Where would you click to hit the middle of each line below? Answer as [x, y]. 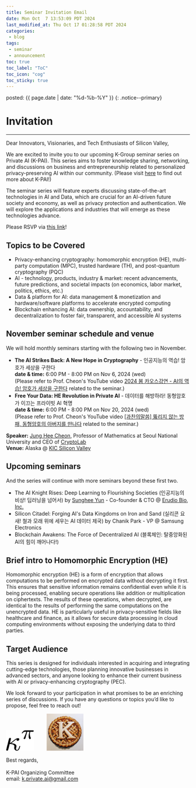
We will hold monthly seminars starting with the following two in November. [96, 348]
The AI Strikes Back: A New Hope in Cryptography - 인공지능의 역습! [97, 360]
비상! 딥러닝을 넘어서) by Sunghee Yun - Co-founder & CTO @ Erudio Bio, [101, 500]
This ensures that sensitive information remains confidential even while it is [96, 587]
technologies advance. [34, 216]
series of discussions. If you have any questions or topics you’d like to [90, 700]
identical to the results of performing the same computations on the [87, 606]
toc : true [18, 62]
